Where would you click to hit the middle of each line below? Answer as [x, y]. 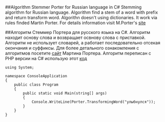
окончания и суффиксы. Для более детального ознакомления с [72, 48]
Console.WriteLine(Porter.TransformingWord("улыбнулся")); [93, 102]
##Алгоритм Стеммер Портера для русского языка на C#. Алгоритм [78, 32]
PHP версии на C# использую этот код [46, 58]
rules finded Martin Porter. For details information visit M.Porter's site [75, 23]
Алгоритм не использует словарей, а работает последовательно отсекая [83, 43]
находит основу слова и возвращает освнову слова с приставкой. [75, 37]
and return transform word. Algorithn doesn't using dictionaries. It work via [81, 17]
